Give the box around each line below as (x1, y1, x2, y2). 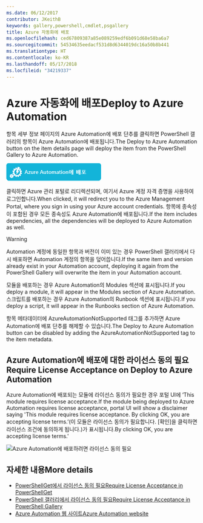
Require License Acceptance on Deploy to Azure (6, 364, 193, 375)
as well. (6, 224, 25, 231)
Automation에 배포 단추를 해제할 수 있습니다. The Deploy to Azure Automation (6, 323, 194, 330)
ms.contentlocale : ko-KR (6, 55, 69, 61)
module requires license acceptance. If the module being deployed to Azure (6, 398, 195, 405)
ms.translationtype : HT (6, 49, 67, 55)
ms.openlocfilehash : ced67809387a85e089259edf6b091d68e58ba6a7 (6, 35, 170, 42)
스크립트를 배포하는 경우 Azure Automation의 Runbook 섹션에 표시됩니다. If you (6, 295, 196, 303)
